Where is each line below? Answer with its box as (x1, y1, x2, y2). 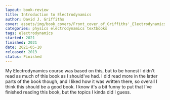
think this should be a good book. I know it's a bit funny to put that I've (5, 84, 152, 90)
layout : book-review (5, 7, 49, 13)
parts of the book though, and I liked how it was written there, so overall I (5, 78, 158, 84)
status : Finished (5, 54, 42, 59)
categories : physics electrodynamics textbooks (5, 26, 108, 31)
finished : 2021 (5, 40, 37, 45)
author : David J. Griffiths (5, 17, 65, 22)
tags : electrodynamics (5, 31, 53, 36)
